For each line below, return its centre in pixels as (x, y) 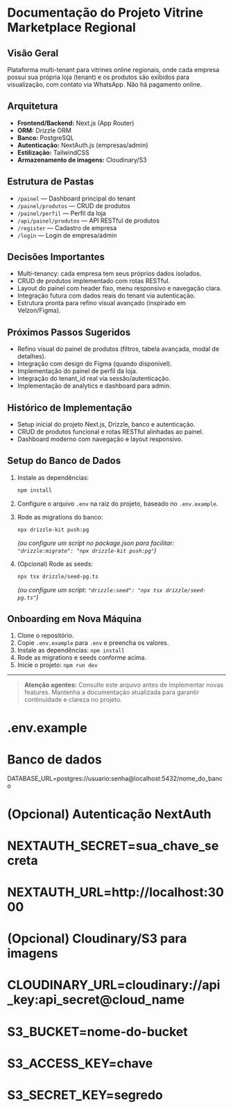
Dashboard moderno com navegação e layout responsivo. (100, 439)
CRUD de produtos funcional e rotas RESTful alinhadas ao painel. (110, 432)
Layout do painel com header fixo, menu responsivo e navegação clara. (119, 289)
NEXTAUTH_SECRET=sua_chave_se (113, 846)
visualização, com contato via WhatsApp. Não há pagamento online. (105, 84)
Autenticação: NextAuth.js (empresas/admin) (83, 145)
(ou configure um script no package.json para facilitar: (96, 543)
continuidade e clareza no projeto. (73, 700)
